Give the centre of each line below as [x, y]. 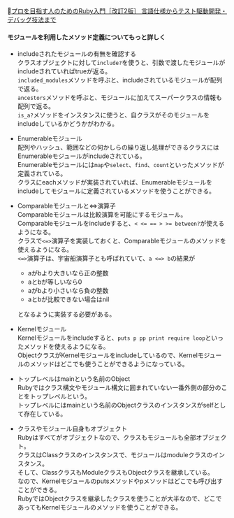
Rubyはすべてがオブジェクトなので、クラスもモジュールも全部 [107, 438]
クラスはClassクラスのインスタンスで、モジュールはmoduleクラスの [115, 455]
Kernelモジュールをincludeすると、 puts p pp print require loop [111, 338]
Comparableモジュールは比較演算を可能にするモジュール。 [102, 215]
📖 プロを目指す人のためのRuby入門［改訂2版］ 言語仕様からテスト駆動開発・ [117, 11]
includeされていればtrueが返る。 [64, 71]
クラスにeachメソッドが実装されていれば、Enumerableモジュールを [115, 182]
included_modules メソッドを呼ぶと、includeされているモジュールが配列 [120, 80]
